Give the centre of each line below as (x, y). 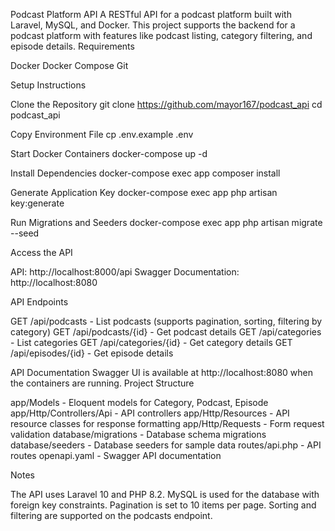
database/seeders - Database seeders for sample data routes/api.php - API (166, 445)
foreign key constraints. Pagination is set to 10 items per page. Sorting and (163, 505)
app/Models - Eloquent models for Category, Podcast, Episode (139, 402)
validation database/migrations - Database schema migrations (138, 434)
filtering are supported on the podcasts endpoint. (111, 515)
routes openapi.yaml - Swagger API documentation (116, 455)
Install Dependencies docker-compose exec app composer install (145, 173)
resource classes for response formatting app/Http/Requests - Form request (167, 423)
